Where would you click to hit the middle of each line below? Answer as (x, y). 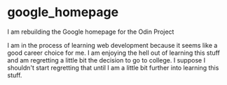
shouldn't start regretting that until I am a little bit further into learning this (113, 67)
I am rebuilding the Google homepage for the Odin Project (91, 32)
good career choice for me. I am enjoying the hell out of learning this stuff (114, 53)
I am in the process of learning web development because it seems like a (112, 45)
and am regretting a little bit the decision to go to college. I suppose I (106, 60)
